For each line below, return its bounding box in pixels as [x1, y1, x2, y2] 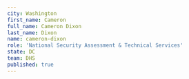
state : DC [7, 49, 36, 56]
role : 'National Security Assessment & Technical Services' [7, 42, 184, 49]
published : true [7, 61, 54, 68]
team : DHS [7, 55, 36, 62]
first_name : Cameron [7, 16, 67, 23]
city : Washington [7, 10, 57, 17]
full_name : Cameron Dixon [7, 23, 81, 30]
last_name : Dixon [7, 29, 57, 36]
